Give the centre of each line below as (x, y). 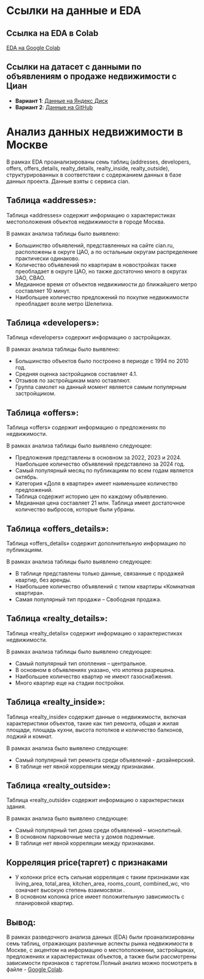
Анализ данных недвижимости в (95, 132)
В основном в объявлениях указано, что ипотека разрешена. (95, 670)
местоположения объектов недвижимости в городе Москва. (86, 222)
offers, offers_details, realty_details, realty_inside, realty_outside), (88, 168)
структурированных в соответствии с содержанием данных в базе (94, 175)
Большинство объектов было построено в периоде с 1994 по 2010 (102, 361)
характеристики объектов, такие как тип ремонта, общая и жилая (93, 723)
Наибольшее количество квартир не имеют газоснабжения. (94, 676)
